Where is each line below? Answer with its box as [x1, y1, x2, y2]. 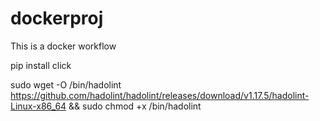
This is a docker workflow [10, 40, 117, 52]
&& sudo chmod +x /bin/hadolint [68, 100, 202, 112]
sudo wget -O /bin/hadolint [10, 78, 122, 91]
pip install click [10, 59, 72, 71]
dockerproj [10, 7, 104, 30]
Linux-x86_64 [10, 100, 67, 112]
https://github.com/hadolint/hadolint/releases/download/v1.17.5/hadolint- [10, 89, 310, 101]
